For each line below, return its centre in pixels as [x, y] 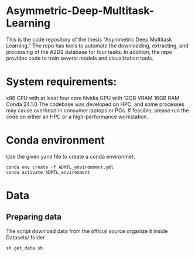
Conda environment [56, 140]
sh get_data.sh [25, 248]
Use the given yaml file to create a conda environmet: [71, 156]
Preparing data [34, 217]
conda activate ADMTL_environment [48, 172]
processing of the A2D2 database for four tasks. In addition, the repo [89, 52]
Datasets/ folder [25, 237]
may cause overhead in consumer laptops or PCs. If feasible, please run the [97, 110]
